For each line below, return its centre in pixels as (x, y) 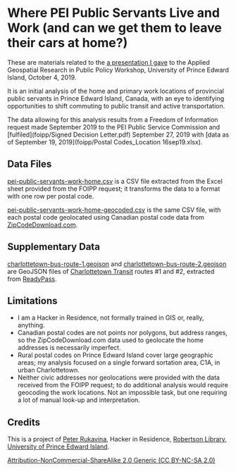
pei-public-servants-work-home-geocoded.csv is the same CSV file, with (114, 210)
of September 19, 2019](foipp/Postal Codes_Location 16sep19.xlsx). (105, 142)
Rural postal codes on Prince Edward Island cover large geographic (115, 355)
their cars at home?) (68, 43)
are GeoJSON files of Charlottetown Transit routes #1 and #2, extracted (111, 271)
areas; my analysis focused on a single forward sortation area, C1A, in (119, 363)
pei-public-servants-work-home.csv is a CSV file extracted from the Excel (115, 181)
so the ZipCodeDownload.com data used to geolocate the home (111, 340)
